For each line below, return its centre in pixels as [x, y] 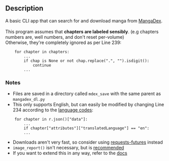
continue [42, 65]
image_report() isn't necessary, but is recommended [68, 148]
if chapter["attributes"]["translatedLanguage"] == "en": [87, 128]
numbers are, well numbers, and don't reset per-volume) [65, 37]
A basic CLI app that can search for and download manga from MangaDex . [84, 20]
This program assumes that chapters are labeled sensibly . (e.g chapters [82, 31]
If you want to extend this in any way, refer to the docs [70, 153]
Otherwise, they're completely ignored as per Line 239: [63, 42]
